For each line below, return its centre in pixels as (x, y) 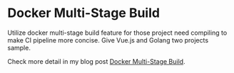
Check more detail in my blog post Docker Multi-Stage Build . (96, 61)
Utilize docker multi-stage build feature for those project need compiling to (117, 33)
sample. (19, 47)
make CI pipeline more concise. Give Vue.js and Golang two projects (108, 40)
